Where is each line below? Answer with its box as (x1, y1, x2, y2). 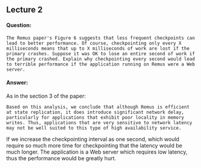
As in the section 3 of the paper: (6, 92, 86, 100)
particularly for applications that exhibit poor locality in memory (6, 114, 185, 121)
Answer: (6, 79, 28, 86)
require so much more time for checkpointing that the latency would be (6, 142, 182, 149)
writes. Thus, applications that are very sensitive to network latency (6, 119, 193, 125)
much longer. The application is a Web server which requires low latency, (6, 148, 188, 155)
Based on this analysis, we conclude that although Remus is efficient (6, 104, 190, 110)
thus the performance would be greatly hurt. (6, 154, 116, 161)
